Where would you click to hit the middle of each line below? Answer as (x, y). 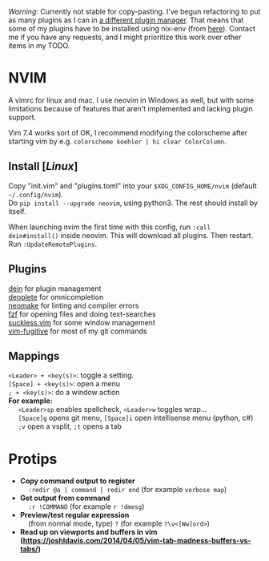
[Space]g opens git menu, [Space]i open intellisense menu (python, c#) (136, 418)
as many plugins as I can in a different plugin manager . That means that (126, 20)
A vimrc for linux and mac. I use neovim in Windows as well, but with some (131, 100)
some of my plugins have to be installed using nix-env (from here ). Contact (132, 28)
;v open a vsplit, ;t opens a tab (70, 426)
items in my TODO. (39, 46)
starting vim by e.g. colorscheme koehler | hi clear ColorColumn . (117, 141)
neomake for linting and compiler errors (74, 305)
